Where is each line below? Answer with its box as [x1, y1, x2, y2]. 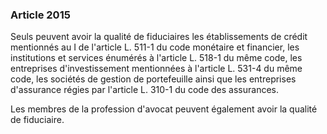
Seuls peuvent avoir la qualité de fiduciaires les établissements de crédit [10, 31, 308, 43]
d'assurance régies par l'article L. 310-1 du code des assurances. [10, 84, 279, 96]
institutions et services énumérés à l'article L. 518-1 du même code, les [10, 52, 303, 64]
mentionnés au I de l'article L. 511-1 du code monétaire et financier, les [10, 41, 300, 53]
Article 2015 [10, 8, 71, 22]
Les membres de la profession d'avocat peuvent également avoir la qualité [10, 103, 318, 115]
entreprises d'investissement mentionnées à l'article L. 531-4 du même [10, 63, 303, 75]
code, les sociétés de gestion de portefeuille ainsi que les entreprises [10, 73, 297, 85]
